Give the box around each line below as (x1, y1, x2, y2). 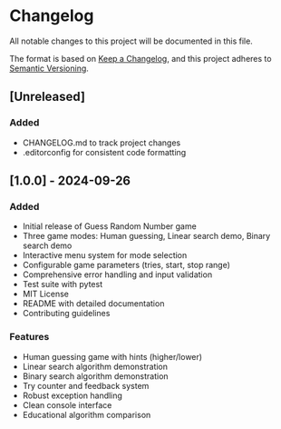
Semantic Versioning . (9, 63, 89, 74)
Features (9, 331, 50, 344)
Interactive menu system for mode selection (22, 250, 188, 261)
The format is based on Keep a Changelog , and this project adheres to (9, 53, 272, 64)
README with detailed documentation (22, 298, 165, 309)
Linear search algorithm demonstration (22, 361, 169, 372)
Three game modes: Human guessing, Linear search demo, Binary (22, 231, 271, 242)
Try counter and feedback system (22, 380, 150, 391)
